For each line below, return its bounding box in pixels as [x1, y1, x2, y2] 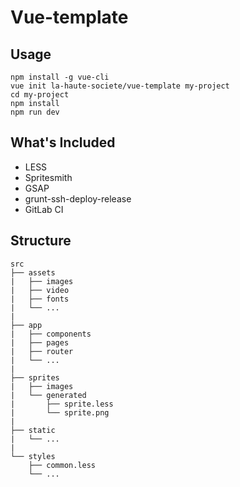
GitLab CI [24, 203, 64, 215]
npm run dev [10, 107, 60, 117]
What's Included [10, 134, 116, 151]
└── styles [10, 451, 56, 461]
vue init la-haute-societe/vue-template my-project [10, 81, 230, 91]
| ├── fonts [10, 294, 70, 304]
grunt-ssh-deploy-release [24, 192, 132, 205]
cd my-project [10, 90, 70, 100]
